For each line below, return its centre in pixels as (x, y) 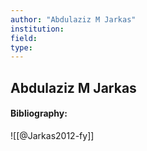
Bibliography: (39, 113)
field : (24, 38)
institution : (37, 29)
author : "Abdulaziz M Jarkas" (73, 19)
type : (21, 47)
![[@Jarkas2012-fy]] (52, 135)
